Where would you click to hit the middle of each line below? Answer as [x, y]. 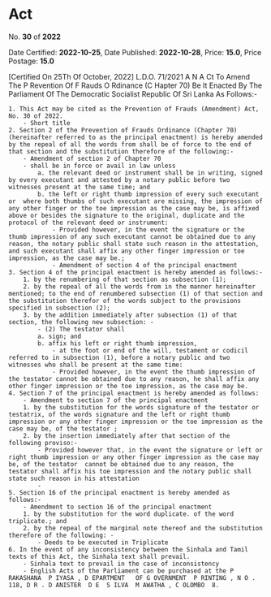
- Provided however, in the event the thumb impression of [153, 372]
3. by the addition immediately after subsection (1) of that [130, 315]
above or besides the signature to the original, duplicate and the [127, 215]
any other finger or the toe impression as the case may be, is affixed [134, 208]
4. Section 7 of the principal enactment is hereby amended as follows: [134, 393]
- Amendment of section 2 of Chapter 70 [92, 158]
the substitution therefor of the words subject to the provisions [125, 301]
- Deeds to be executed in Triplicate [103, 542]
